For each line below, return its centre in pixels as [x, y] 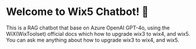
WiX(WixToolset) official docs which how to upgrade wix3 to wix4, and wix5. [98, 33]
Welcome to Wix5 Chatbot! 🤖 [78, 12]
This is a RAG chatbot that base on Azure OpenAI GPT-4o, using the [88, 28]
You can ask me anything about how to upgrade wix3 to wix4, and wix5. [93, 40]
